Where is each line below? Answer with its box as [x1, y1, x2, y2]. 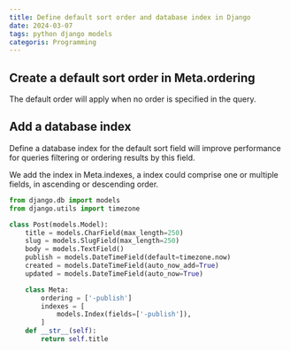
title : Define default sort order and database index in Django [9, 12, 251, 22]
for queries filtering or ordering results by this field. [9, 152, 196, 163]
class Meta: [25, 285, 69, 294]
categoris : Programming [9, 37, 97, 47]
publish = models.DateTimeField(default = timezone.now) [25, 253, 232, 262]
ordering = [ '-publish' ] [41, 294, 133, 302]
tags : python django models [9, 29, 113, 38]
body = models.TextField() [25, 245, 125, 254]
